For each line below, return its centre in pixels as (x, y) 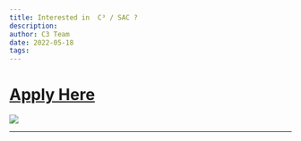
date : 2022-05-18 (42, 42)
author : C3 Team (39, 34)
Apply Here (52, 95)
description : (34, 26)
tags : (19, 51)
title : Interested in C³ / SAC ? (74, 17)
